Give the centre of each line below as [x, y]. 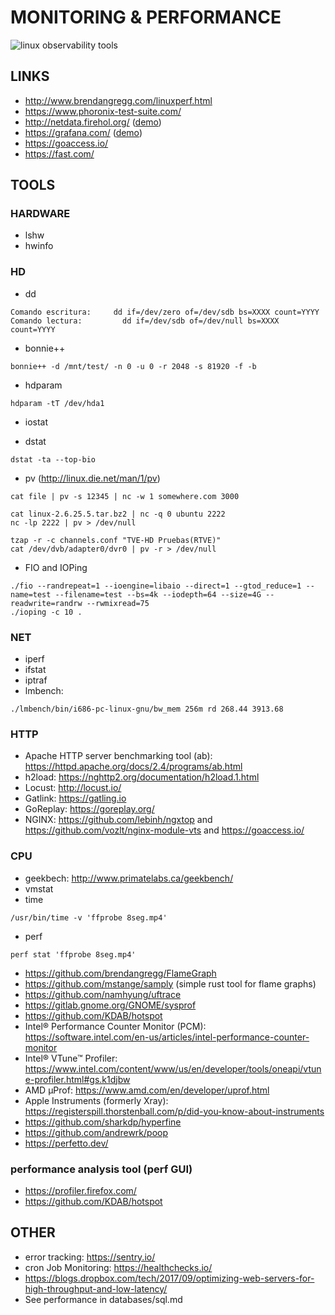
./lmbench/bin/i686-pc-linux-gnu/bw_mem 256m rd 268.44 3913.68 [147, 709]
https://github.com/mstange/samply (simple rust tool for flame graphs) [170, 983]
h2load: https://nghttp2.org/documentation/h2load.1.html [142, 777]
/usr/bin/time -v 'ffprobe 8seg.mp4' [89, 917]
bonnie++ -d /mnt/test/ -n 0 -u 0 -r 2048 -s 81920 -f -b [133, 366]
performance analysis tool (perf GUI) [101, 1169]
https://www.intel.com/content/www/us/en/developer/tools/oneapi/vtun [173, 1068]
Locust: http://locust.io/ [73, 788]
